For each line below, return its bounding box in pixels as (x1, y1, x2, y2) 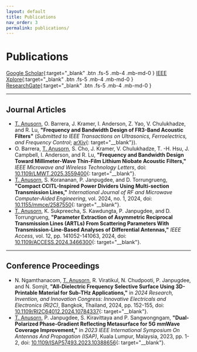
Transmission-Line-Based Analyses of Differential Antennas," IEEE (14, 226, 181, 233)
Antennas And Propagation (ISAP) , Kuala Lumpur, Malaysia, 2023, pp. (14, 333, 184, 340)
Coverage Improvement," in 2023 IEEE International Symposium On (14, 326, 180, 333)
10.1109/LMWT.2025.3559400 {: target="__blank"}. (14, 170, 136, 177)
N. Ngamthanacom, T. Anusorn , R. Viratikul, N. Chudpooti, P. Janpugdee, (14, 276, 191, 283)
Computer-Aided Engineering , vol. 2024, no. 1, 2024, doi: (14, 195, 152, 202)
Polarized (14, 320, 39, 327)
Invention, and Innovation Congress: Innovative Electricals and (14, 295, 167, 302)
